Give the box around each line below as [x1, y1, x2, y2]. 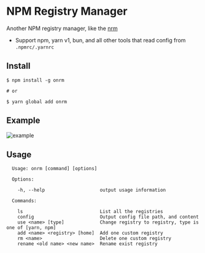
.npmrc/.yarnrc [15, 44, 55, 50]
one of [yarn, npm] [6, 225, 56, 231]
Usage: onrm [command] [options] [12, 166, 98, 172]
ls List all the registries [17, 209, 164, 215]
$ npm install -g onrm [6, 77, 64, 84]
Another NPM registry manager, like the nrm [6, 25, 118, 32]
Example [6, 115, 41, 126]
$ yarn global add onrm [6, 98, 68, 105]
